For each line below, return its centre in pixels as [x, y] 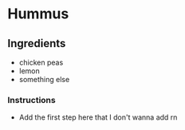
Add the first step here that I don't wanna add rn [98, 117]
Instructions [32, 100]
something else [44, 79]
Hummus [38, 14]
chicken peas [41, 62]
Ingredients [37, 43]
